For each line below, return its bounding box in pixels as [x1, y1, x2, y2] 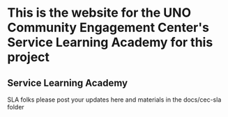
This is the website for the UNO [7, 5, 192, 21]
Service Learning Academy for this [7, 35, 213, 50]
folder [7, 103, 24, 111]
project [7, 49, 50, 65]
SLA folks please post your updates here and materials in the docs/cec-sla [7, 95, 222, 104]
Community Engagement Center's [7, 19, 209, 36]
